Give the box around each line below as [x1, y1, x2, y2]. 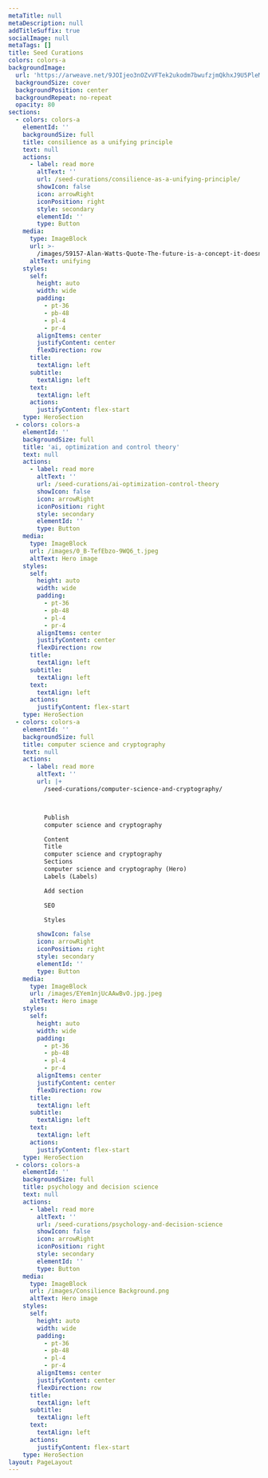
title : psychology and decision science [22, 1183, 159, 1192]
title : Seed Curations [8, 49, 84, 57]
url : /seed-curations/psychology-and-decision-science [37, 1220, 223, 1228]
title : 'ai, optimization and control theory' [22, 443, 180, 451]
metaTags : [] [8, 42, 52, 50]
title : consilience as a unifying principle [22, 138, 173, 146]
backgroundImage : [8, 64, 66, 72]
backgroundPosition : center [15, 86, 109, 94]
